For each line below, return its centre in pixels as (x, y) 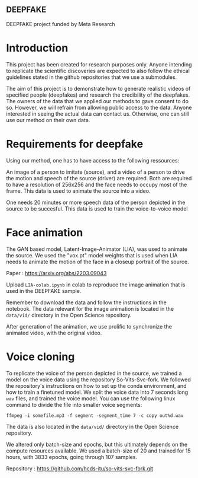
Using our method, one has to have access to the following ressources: (93, 160)
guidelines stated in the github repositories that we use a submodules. (92, 77)
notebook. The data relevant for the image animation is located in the (90, 308)
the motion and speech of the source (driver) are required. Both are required (99, 178)
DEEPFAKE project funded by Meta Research (61, 24)
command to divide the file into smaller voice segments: (74, 404)
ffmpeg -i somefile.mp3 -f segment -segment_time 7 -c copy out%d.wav (95, 415)
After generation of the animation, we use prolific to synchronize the (89, 326)
